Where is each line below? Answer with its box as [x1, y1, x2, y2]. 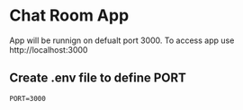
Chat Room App [9, 5, 130, 26]
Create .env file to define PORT [9, 71, 187, 86]
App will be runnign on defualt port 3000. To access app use [9, 35, 235, 46]
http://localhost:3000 [9, 44, 88, 55]
